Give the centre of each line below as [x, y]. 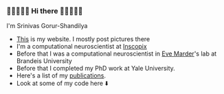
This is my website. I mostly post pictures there [83, 39]
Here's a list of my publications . [61, 75]
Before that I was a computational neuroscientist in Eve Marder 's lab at [116, 54]
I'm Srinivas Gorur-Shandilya [47, 26]
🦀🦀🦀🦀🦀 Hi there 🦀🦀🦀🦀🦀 [45, 11]
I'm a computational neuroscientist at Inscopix [81, 47]
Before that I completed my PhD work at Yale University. [96, 69]
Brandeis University [44, 61]
